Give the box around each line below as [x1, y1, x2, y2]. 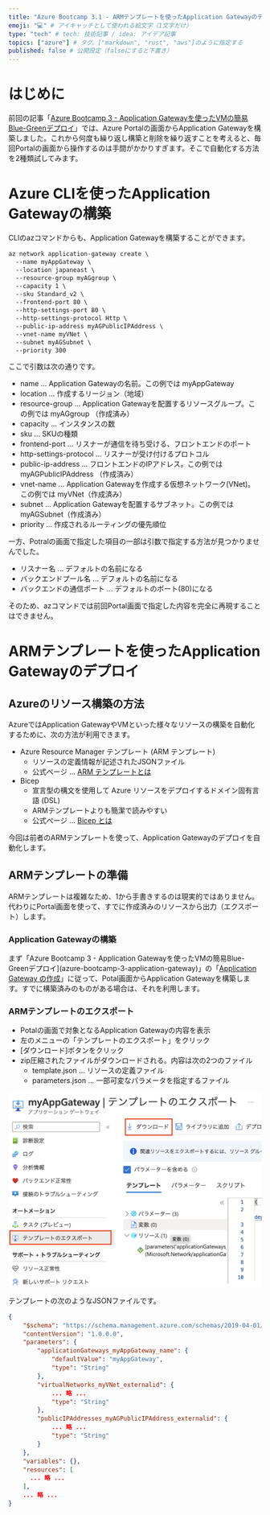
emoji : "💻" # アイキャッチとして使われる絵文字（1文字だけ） [8, 21, 193, 30]
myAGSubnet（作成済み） [19, 509, 106, 519]
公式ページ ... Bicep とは [31, 816, 112, 825]
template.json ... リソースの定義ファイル [31, 1066, 165, 1076]
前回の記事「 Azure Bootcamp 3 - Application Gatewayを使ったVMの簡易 [8, 113, 249, 123]
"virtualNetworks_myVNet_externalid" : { [37, 1381, 174, 1389]
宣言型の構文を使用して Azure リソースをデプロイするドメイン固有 [31, 785, 253, 795]
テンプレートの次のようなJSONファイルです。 [8, 1295, 161, 1305]
